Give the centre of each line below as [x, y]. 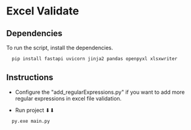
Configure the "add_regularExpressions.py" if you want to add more [100, 92]
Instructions [30, 77]
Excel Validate [43, 11]
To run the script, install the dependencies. [60, 48]
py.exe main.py [31, 121]
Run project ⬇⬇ [35, 110]
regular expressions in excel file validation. [68, 98]
